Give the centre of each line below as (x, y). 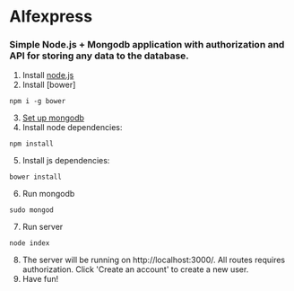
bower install (36, 177)
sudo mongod (31, 210)
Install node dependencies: (72, 128)
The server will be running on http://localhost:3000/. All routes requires (153, 260)
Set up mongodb (53, 118)
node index (30, 243)
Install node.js (48, 75)
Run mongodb (48, 194)
